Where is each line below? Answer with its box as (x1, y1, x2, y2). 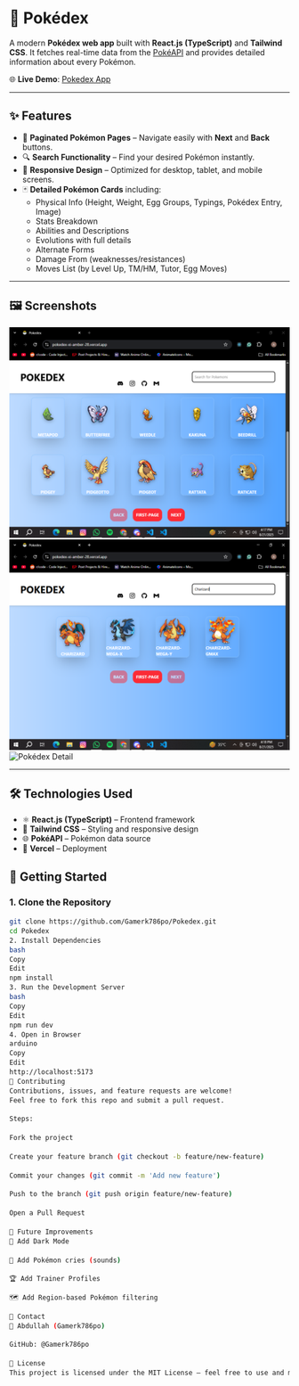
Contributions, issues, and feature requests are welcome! (9, 1087, 233, 1095)
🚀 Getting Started (9, 869, 108, 884)
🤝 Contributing (9, 1077, 66, 1086)
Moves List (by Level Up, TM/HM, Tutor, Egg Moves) (35, 263, 228, 274)
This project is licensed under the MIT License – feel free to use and (9, 1368, 285, 1378)
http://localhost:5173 (9, 1068, 93, 1077)
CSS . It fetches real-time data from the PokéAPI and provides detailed (9, 46, 265, 57)
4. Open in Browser (9, 1029, 82, 1039)
